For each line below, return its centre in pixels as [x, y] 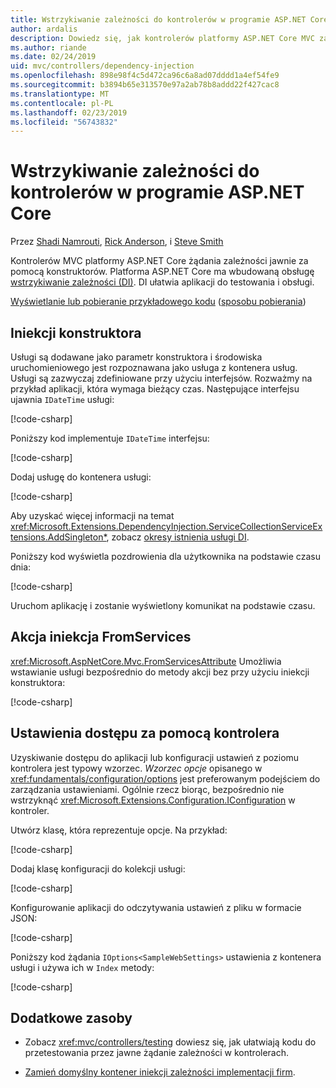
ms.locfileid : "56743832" [64, 122]
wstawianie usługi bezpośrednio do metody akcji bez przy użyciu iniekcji [160, 672]
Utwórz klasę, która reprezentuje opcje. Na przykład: [119, 830]
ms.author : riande [48, 47]
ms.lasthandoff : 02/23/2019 [69, 112]
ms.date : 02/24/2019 [53, 57]
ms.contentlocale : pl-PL [62, 103]
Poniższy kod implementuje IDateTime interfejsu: [110, 438]
